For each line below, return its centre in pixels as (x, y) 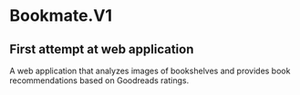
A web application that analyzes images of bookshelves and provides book (150, 71)
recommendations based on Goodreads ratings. (99, 81)
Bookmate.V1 (61, 16)
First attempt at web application (102, 49)
